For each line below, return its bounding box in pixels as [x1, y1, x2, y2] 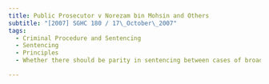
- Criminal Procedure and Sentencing [15, 34, 142, 42]
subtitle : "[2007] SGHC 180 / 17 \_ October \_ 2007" [8, 19, 178, 27]
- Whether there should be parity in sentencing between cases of [15, 57, 242, 65]
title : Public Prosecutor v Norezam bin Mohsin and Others [8, 11, 210, 20]
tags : [8, 26, 26, 34]
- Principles [15, 49, 59, 57]
